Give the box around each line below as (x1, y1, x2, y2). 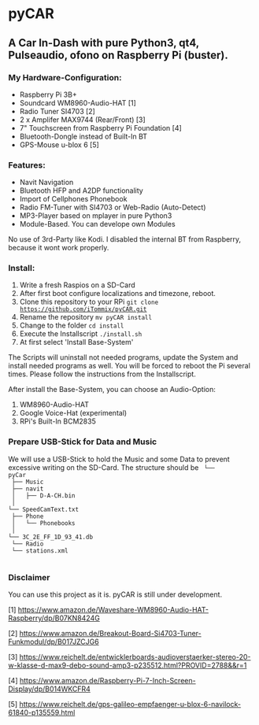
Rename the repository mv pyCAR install (19, 313, 152, 322)
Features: (8, 159, 46, 170)
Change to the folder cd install (19, 320, 124, 331)
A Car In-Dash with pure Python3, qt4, (8, 36, 199, 50)
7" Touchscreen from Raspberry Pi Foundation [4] (19, 123, 183, 132)
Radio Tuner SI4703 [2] (19, 106, 96, 116)
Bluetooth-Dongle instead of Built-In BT (19, 131, 148, 141)
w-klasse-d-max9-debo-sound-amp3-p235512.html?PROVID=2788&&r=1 (8, 660, 247, 670)
